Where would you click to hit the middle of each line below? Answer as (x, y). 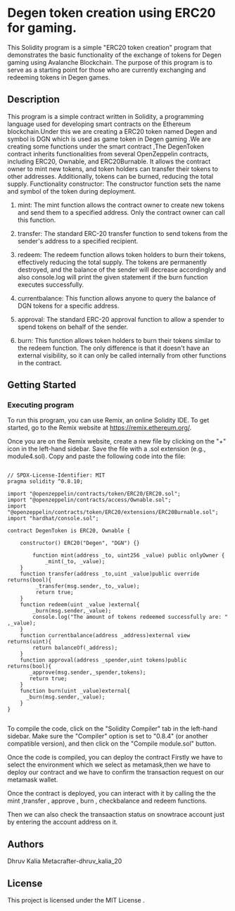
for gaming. (42, 28)
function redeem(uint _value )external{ (80, 605)
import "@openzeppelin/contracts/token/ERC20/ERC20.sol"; (94, 494)
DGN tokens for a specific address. (68, 306)
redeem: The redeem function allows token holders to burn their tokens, (122, 254)
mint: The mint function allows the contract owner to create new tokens (121, 205)
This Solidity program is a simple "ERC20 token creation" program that (109, 47)
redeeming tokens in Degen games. (59, 77)
